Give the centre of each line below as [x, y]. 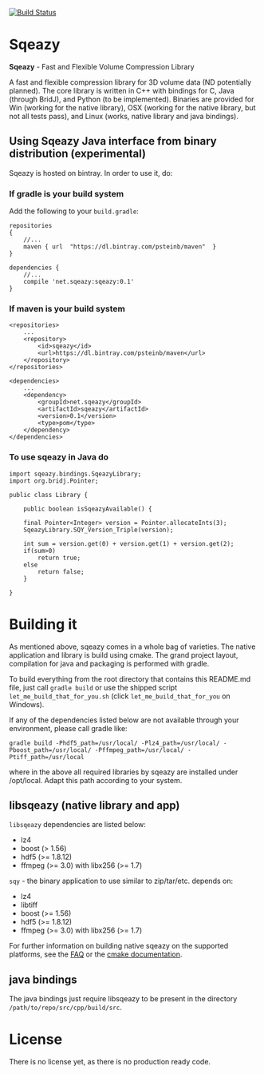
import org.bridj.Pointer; [54, 481]
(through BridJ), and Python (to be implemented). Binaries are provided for [132, 99]
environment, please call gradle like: [68, 728]
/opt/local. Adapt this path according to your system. [96, 780]
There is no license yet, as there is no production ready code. [110, 1062]
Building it [43, 624]
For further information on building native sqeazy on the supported [119, 946]
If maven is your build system [67, 308]
